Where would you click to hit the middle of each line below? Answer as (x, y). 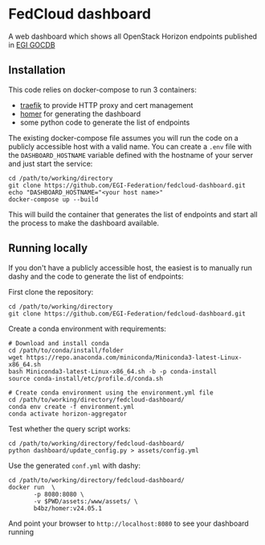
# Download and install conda (59, 343)
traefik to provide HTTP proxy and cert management (106, 105)
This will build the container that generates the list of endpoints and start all (133, 214)
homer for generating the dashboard (80, 114)
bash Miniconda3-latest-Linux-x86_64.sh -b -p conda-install (113, 371)
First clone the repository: (51, 291)
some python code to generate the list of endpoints (105, 122)
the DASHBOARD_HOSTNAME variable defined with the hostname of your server (131, 155)
